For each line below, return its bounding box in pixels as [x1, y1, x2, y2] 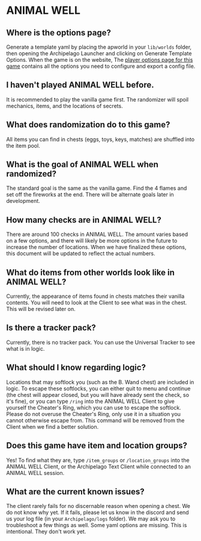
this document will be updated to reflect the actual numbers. [6, 250, 156, 257]
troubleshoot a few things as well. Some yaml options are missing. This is [6, 522, 187, 529]
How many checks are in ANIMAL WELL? [6, 214, 162, 225]
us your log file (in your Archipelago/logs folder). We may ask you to [6, 515, 176, 522]
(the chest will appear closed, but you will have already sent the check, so [6, 391, 190, 398]
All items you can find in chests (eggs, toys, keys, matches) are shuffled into [6, 136, 195, 143]
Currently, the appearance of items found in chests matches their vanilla [6, 292, 185, 300]
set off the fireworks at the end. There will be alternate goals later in [6, 191, 174, 198]
